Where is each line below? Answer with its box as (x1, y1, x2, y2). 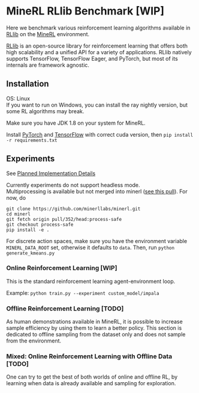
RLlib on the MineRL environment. (6, 30, 90, 37)
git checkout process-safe (6, 221, 74, 227)
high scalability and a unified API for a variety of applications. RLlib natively (6, 48, 192, 55)
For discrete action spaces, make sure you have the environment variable (6, 237, 188, 244)
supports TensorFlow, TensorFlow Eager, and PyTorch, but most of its (6, 55, 178, 62)
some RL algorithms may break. (6, 107, 85, 115)
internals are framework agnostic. (6, 61, 90, 69)
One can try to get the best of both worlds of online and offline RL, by (6, 373, 178, 380)
